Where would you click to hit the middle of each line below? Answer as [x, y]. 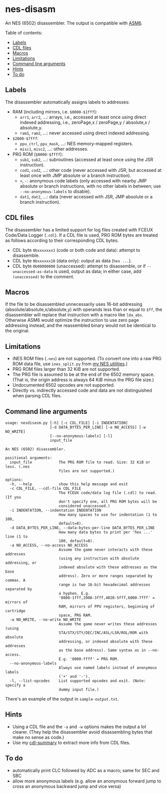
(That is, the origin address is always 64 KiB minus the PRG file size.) [83, 380]
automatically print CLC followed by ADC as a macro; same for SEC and [86, 770]
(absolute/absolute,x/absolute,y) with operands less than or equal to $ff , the [84, 310]
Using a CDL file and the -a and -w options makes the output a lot [79, 727]
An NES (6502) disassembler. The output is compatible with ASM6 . [74, 23]
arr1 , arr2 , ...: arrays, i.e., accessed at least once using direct [83, 117]
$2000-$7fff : [25, 138]
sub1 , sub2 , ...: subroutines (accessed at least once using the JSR [86, 159]
